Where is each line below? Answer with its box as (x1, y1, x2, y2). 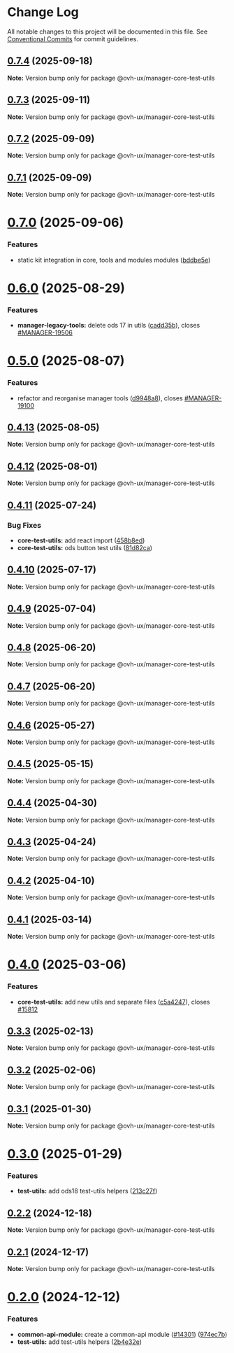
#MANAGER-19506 (17, 328, 73, 337)
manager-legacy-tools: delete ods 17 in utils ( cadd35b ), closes (17, 321, 200, 330)
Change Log (7, 4, 79, 20)
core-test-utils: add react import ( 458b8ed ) (17, 536, 145, 545)
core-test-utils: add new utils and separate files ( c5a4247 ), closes (17, 997, 211, 1006)
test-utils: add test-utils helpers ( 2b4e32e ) (17, 1338, 142, 1346)
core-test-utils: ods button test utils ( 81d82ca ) (17, 543, 152, 552)
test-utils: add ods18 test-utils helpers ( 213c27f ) (17, 1187, 158, 1196)
